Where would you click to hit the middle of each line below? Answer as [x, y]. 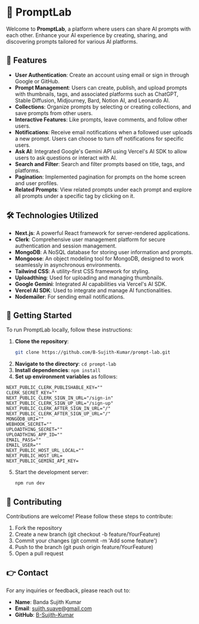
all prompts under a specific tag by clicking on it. [75, 196]
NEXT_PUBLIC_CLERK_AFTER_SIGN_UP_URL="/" [59, 414]
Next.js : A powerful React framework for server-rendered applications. [102, 233]
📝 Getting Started [39, 315]
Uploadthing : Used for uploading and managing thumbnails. [89, 278]
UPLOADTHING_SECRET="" [34, 430]
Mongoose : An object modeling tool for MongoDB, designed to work [99, 258]
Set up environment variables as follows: [66, 376]
